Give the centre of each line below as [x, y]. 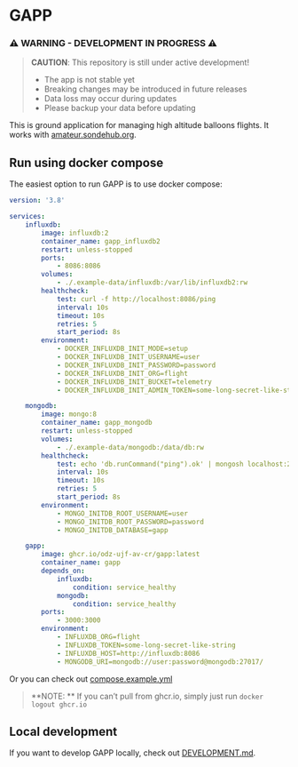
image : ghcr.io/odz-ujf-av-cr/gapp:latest [121, 555]
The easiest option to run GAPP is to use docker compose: [116, 184]
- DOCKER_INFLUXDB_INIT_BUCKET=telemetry [134, 382]
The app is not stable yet [90, 80]
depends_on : [63, 571]
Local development [63, 731]
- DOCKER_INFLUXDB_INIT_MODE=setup [122, 349]
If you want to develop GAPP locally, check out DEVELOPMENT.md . [133, 753]
